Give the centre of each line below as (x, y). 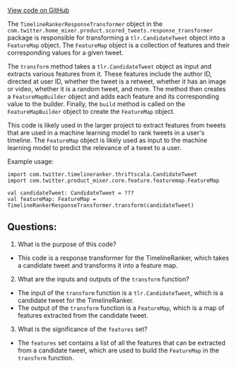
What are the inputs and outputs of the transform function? (103, 279)
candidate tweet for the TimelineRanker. (76, 300)
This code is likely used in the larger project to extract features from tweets (117, 125)
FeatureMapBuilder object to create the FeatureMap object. (91, 111)
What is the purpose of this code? (67, 244)
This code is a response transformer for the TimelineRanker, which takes (123, 258)
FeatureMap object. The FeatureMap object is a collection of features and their (119, 45)
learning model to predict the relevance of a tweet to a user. (94, 148)
